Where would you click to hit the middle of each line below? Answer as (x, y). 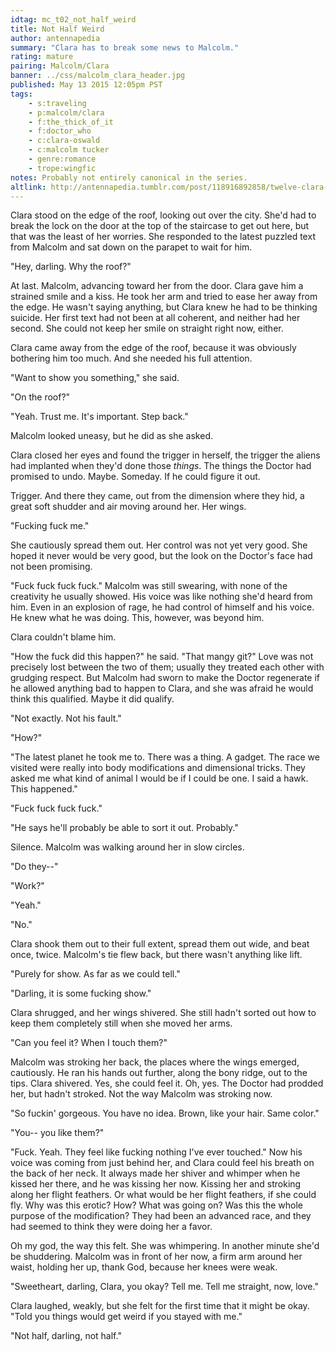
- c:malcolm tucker (69, 150)
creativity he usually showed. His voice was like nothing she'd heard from (161, 597)
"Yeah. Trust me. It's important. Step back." (99, 417)
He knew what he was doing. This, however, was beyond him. (137, 618)
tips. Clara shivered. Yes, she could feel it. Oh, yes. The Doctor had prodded (167, 1083)
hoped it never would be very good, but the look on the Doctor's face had (161, 556)
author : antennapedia (55, 38)
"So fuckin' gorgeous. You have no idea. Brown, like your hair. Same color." (165, 1113)
